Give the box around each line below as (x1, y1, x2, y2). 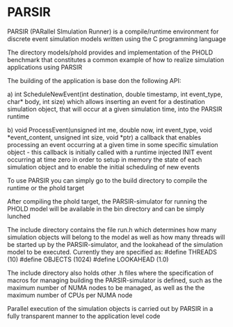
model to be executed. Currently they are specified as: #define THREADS (7, 248, 217, 256)
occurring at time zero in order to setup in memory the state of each (7, 155, 202, 164)
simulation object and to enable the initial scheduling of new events (7, 162, 200, 171)
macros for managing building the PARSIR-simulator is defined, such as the (7, 276, 223, 284)
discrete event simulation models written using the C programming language (7, 34, 226, 43)
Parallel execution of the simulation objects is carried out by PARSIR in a (7, 304, 214, 312)
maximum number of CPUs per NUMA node (7, 291, 133, 299)
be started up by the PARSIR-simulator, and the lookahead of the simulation (7, 240, 223, 248)
